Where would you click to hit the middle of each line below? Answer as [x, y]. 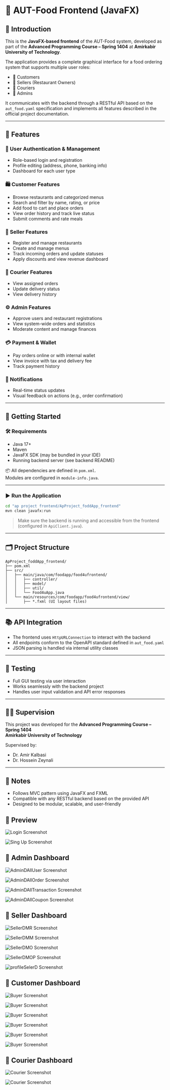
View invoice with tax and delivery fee [52, 361]
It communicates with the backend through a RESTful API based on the [79, 103]
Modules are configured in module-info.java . [52, 478]
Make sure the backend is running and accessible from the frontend [88, 521]
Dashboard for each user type [44, 171]
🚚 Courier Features [29, 272]
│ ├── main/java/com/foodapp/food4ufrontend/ [56, 575]
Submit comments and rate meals [48, 219]
